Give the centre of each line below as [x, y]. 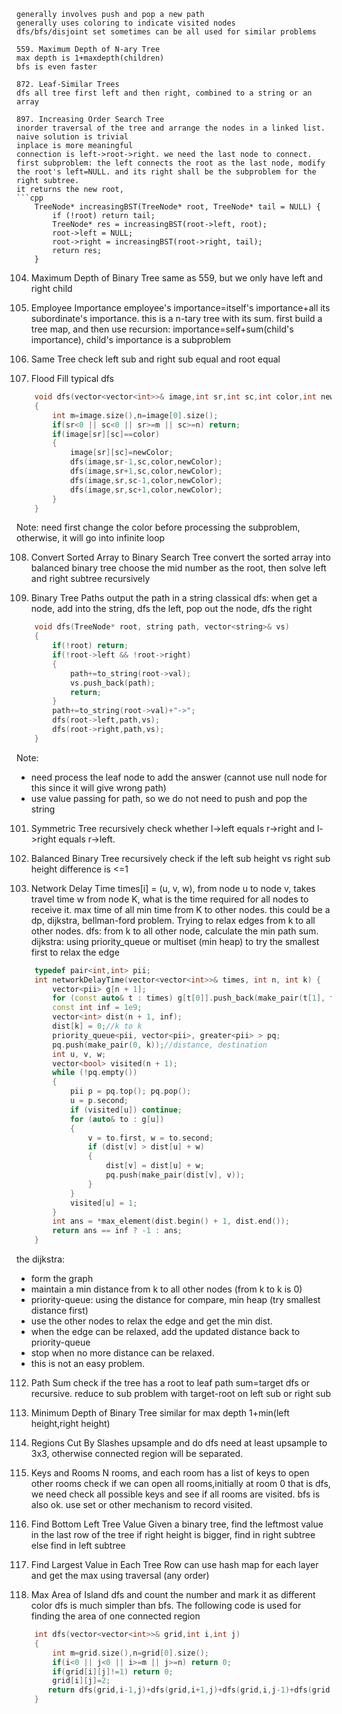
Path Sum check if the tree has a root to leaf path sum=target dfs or [170, 1383]
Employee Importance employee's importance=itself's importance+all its [180, 308]
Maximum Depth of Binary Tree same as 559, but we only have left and [177, 278]
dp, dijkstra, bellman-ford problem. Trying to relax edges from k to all [173, 920]
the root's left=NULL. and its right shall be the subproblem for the [166, 172]
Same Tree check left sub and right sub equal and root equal [155, 359]
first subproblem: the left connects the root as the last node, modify [171, 163]
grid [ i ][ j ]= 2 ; [81, 1681]
